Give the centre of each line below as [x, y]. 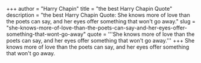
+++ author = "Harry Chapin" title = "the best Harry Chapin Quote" [89, 9]
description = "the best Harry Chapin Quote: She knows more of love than [98, 15]
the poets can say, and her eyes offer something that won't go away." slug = [101, 21]
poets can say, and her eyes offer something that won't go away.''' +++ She [101, 40]
